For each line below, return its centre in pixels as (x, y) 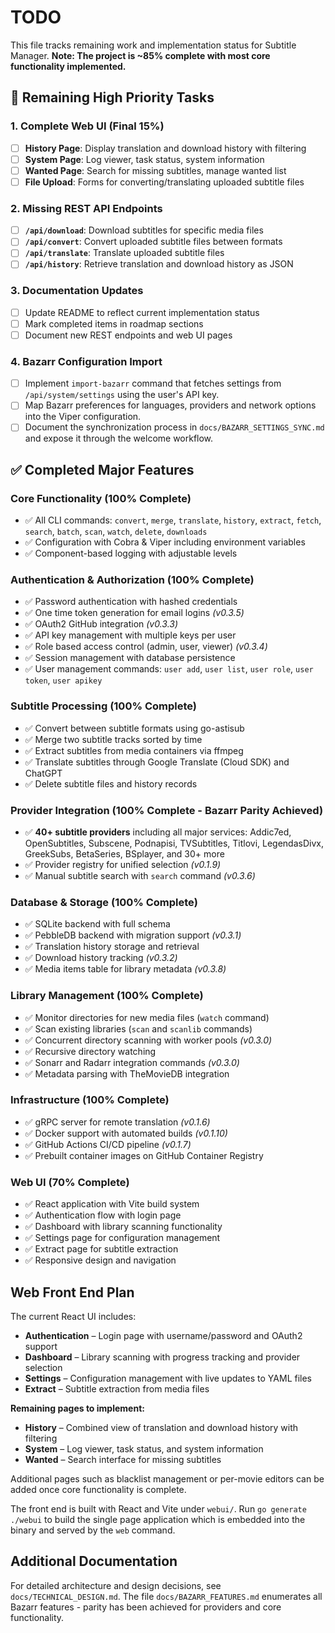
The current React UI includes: (73, 1316)
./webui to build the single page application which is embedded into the (158, 1519)
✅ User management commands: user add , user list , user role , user (169, 669)
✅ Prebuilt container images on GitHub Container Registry (144, 1155)
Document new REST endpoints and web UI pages (128, 335)
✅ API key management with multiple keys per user (130, 635)
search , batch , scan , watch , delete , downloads (116, 532)
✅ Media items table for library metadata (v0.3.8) (125, 969)
